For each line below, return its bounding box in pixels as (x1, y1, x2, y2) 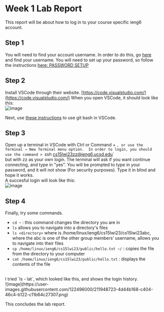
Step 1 (5, 39, 24, 47)
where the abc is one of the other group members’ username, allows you (12, 235, 159, 241)
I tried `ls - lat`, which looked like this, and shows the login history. (5, 276, 138, 282)
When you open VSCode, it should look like (70, 94, 158, 101)
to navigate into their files (12, 240, 64, 246)
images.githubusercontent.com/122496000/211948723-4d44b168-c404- (5, 286, 153, 292)
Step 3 (5, 129, 25, 137)
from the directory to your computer (12, 251, 85, 257)
